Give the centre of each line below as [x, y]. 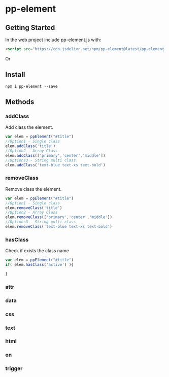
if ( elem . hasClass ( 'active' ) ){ [39, 265]
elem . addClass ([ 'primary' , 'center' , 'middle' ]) [55, 155]
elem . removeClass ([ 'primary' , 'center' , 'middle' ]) [59, 217]
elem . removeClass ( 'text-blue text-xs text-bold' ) [59, 227]
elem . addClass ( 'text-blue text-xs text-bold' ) [55, 165]
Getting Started [30, 28]
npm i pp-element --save [31, 86]
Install [15, 75]
